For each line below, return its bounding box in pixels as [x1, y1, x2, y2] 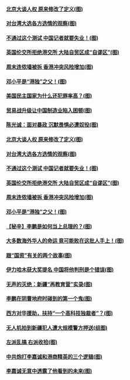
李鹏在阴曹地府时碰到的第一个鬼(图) [6, 295, 93, 302]
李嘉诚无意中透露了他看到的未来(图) [6, 368, 93, 375]
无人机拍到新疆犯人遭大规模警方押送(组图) [6, 324, 108, 331]
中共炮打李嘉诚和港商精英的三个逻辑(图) [6, 353, 102, 360]
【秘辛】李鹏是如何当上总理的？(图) [6, 222, 93, 230]
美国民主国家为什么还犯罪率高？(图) [6, 93, 93, 100]
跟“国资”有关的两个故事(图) [6, 252, 72, 259]
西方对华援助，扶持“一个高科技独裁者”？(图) [6, 310, 113, 317]
